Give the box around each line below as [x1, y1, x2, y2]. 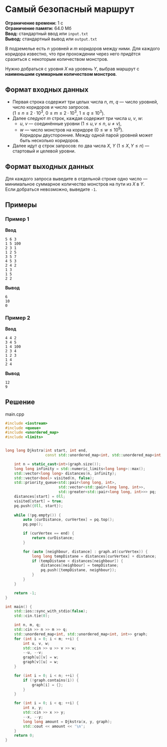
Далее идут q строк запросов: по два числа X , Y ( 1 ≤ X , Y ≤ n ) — [12, 143, 150, 149]
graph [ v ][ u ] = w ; [23, 659, 59, 665]
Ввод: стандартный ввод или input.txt [5, 30, 88, 36]
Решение [5, 398, 35, 407]
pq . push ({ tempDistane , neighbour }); [40, 568, 117, 573]
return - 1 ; [14, 591, 37, 596]
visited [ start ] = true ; [14, 498, 64, 504]
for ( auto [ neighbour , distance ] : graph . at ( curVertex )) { [23, 549, 148, 554]
